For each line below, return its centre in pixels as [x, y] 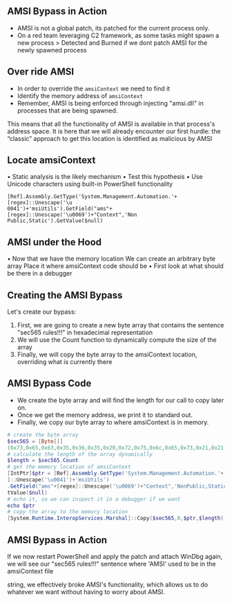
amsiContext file [30, 571]
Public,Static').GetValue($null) [55, 221]
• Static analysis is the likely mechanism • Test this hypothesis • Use [105, 177]
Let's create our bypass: [42, 312]
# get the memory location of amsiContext [69, 467]
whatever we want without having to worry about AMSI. [86, 592]
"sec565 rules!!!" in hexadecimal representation [85, 333]
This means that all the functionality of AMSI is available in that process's [111, 124]
